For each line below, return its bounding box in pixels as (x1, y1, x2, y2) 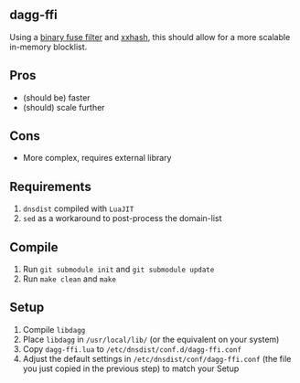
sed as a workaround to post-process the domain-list (22, 213, 222, 224)
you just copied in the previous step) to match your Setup (22, 363, 240, 374)
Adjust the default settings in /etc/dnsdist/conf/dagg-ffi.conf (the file (22, 353, 292, 364)
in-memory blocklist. (9, 41, 88, 52)
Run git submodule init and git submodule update (22, 264, 215, 275)
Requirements (9, 178, 91, 195)
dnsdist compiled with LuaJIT (22, 203, 134, 214)
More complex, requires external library (22, 153, 172, 164)
